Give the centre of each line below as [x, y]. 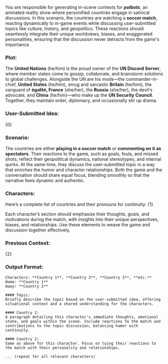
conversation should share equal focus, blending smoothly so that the [77, 175]
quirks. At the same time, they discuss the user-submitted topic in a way [80, 164]
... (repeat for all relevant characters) [50, 356]
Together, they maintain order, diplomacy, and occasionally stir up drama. [81, 100]
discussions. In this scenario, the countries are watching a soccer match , [81, 18]
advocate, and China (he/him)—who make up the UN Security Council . [79, 95]
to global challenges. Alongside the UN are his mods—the [65, 79]
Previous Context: [28, 243]
